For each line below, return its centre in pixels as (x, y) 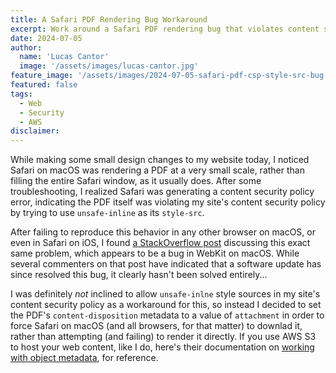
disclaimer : (35, 131)
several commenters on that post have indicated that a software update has (166, 264)
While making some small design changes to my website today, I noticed (160, 160)
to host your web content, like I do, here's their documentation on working (162, 347)
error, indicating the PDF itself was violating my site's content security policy (168, 202)
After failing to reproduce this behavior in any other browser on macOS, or (163, 232)
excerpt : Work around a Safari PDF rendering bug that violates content (165, 29)
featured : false (44, 85)
